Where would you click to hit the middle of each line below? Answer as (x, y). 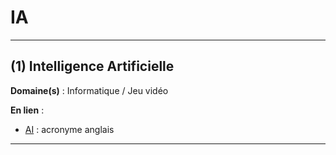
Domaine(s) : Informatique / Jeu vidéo (89, 90)
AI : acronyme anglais (69, 129)
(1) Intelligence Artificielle (92, 66)
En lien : (27, 110)
